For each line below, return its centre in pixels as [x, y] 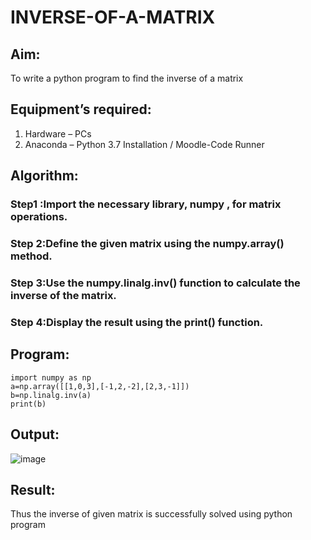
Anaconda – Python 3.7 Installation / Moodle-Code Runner [144, 144]
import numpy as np [51, 377]
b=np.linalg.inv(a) [51, 395]
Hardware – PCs [58, 133]
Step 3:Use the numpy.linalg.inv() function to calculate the [155, 283]
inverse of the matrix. [63, 295]
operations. [39, 217]
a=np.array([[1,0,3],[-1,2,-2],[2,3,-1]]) [100, 386]
